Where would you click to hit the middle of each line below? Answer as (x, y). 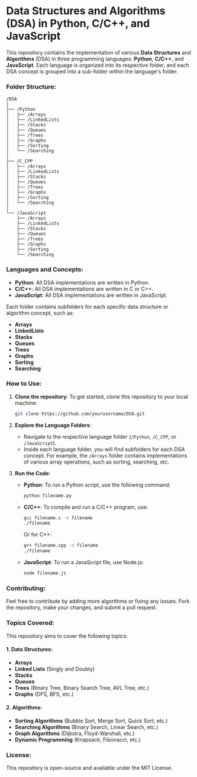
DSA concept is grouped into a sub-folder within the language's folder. (92, 71)
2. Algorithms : (24, 708)
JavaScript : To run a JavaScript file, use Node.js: (83, 562)
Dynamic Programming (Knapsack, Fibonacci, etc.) (77, 740)
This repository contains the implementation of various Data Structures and (98, 52)
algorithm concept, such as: (40, 313)
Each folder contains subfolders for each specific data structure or (87, 306)
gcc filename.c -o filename (58, 518)
